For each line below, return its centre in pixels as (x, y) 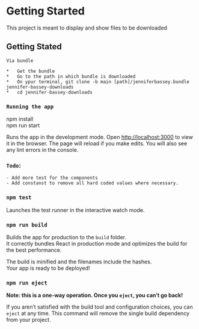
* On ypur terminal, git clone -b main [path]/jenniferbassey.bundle (98, 82)
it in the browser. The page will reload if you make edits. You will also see (97, 143)
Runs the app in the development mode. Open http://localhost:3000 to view (100, 137)
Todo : (14, 165)
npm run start (23, 125)
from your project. (29, 320)
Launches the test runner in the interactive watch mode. (76, 210)
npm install (20, 119)
